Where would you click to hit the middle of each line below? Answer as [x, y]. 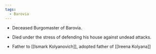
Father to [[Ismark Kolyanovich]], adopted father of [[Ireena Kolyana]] [81, 46]
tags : [10, 9]
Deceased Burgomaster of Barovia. [47, 27]
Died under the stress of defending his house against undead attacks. [82, 37]
